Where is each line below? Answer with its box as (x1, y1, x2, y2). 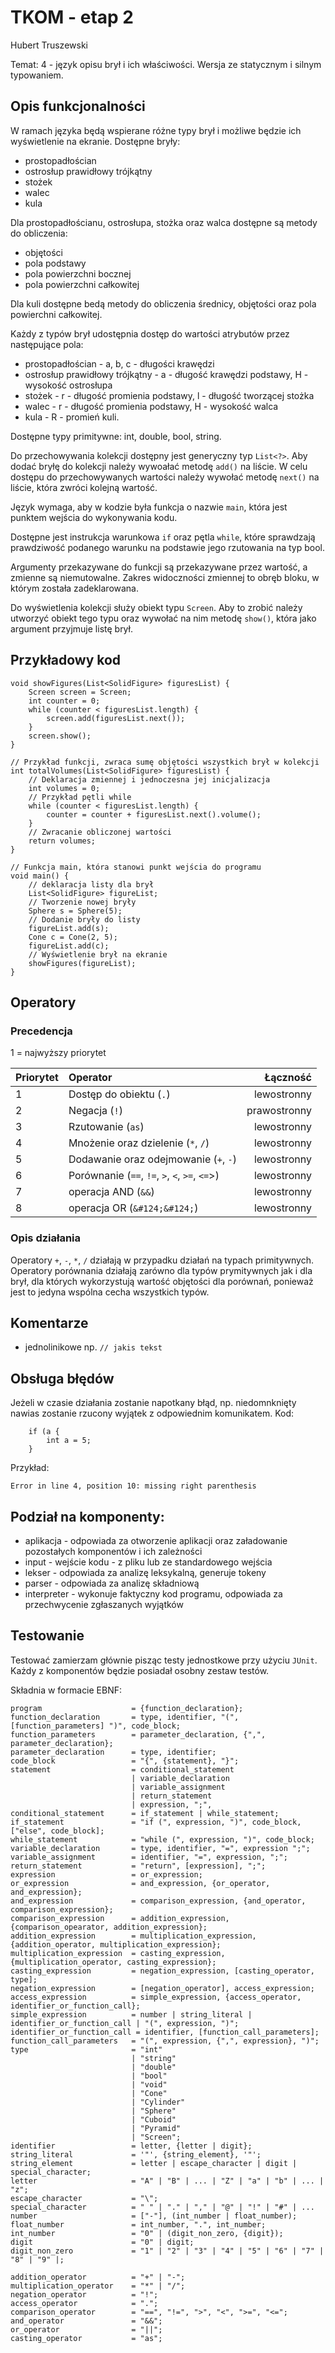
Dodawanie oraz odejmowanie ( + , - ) (68, 1152, 237, 1166)
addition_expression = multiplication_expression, (10, 1931, 257, 1941)
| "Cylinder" (131, 2097, 186, 2107)
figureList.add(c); (28, 941, 110, 951)
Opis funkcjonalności (10, 98, 146, 115)
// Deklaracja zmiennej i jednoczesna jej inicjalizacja (28, 774, 271, 785)
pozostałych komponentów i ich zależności (24, 1545, 203, 1557)
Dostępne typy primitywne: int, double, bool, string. (10, 430, 222, 442)
